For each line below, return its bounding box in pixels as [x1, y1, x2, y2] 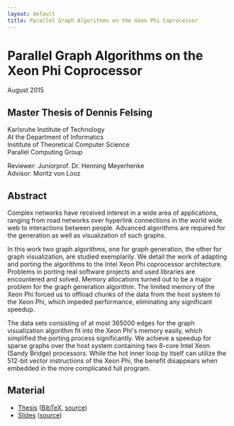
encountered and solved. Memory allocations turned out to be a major [7, 275, 212, 284]
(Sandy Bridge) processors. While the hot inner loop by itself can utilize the [7, 349, 227, 358]
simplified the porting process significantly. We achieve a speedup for [7, 334, 212, 342]
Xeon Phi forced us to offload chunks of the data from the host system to [7, 290, 221, 298]
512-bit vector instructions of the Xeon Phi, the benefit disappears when [7, 357, 218, 365]
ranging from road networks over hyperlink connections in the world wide [7, 216, 223, 225]
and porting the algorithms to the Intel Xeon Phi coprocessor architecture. [7, 260, 223, 269]
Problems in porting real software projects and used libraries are [7, 267, 196, 276]
